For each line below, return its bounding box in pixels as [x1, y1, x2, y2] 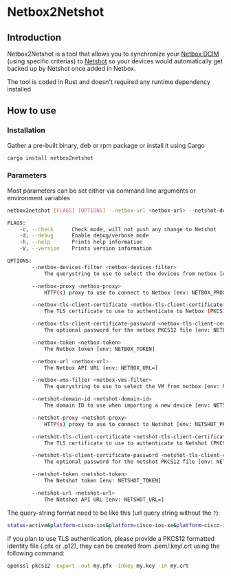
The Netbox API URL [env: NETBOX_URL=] [43, 364, 158, 372]
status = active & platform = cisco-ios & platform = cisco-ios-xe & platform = [7, 522, 205, 529]
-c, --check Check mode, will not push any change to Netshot [19, 226, 217, 233]
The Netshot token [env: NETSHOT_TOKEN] [43, 478, 162, 484]
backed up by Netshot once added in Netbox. [7, 65, 136, 72]
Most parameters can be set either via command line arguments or [7, 186, 196, 195]
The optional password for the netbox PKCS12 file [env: [43, 327, 211, 334]
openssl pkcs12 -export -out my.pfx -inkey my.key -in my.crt [7, 562, 189, 569]
